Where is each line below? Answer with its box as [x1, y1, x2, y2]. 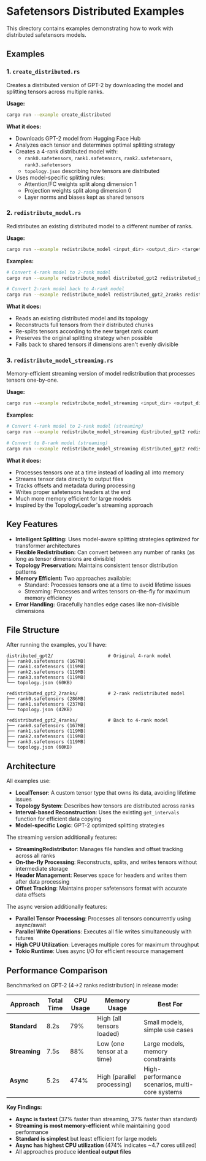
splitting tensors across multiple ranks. [6, 88, 104, 95]
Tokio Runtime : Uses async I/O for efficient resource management [15, 947, 184, 955]
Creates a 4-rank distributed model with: [15, 147, 118, 155]
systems [158, 1088, 183, 1097]
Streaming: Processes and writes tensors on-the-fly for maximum [24, 587, 191, 595]
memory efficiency [24, 594, 72, 601]
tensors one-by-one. [6, 376, 59, 384]
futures [15, 935, 34, 942]
